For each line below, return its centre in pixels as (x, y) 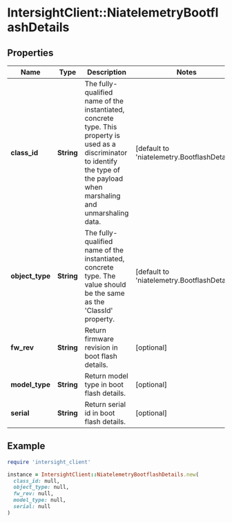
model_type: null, (40, 500)
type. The (100, 276)
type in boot (104, 384)
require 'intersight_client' (49, 462)
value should (105, 284)
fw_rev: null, (33, 494)
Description (107, 72)
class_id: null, (37, 481)
